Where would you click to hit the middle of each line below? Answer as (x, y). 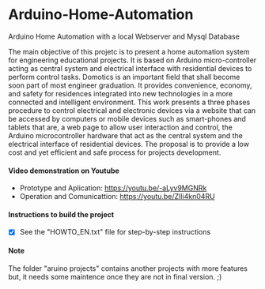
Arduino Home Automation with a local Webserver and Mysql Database (124, 36)
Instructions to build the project (61, 214)
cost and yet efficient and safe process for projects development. (115, 152)
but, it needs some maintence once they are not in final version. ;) (115, 276)
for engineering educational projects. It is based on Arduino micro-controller (132, 60)
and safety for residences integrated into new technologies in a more (121, 93)
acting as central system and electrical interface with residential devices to (130, 68)
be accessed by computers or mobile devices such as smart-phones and (127, 118)
